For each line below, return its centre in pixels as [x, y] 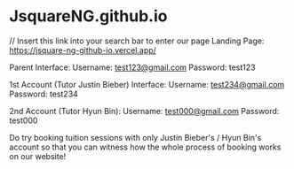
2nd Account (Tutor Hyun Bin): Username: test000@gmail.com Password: [144, 111]
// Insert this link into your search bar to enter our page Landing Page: [137, 41]
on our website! [38, 156]
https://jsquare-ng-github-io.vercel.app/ [83, 50]
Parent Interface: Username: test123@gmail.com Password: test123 [132, 67]
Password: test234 [44, 94]
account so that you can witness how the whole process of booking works [145, 147]
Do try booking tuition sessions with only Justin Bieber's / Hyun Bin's [135, 137]
